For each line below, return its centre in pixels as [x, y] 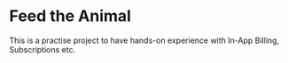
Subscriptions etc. [43, 49]
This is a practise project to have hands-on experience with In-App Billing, [144, 40]
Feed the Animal [70, 16]
